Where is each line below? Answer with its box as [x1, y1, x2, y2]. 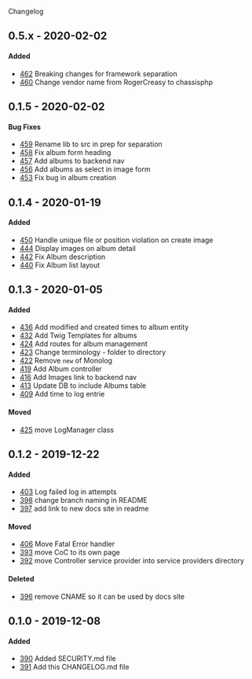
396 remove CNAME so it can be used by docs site [19, 592, 185, 601]
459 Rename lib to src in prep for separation [19, 139, 163, 149]
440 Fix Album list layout [19, 260, 100, 270]
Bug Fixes [8, 122, 42, 131]
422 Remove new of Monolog [19, 356, 112, 365]
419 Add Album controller [19, 364, 102, 374]
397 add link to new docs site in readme [19, 504, 149, 514]
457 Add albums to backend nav [19, 157, 125, 166]
